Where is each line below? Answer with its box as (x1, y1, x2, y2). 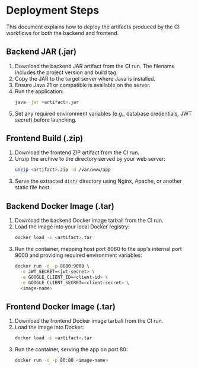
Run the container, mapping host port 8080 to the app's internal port (14, 246, 182, 252)
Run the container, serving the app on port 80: (14, 346, 128, 353)
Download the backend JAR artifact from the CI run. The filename (14, 62, 175, 69)
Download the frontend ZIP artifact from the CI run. (14, 149, 139, 156)
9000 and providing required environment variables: (14, 252, 142, 259)
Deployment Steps (6, 4, 100, 17)
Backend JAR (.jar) (6, 47, 77, 57)
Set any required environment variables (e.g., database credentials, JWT (14, 110, 192, 117)
